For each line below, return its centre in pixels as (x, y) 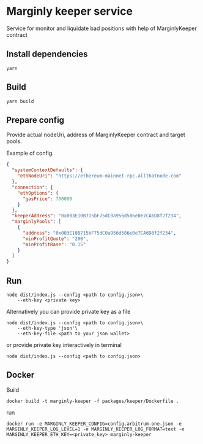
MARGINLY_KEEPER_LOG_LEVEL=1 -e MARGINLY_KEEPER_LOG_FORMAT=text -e (95, 429)
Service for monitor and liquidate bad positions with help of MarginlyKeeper (102, 28)
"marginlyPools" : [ (37, 222)
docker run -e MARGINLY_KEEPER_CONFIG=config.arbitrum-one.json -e (94, 424)
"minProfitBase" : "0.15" (54, 244)
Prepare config (35, 120)
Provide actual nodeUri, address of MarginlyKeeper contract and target (96, 135)
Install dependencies (47, 54)
